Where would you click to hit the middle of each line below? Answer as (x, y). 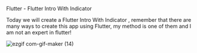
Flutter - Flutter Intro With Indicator (49, 9)
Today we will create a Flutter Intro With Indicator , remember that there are (99, 20)
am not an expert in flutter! (39, 32)
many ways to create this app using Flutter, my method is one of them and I (99, 26)
